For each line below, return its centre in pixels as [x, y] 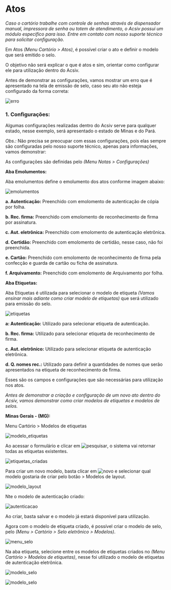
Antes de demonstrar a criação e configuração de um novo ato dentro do [83, 395]
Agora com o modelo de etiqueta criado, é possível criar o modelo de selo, [84, 526]
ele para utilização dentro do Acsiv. [42, 70]
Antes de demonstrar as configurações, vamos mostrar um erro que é [79, 80]
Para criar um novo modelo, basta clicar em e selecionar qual [78, 471]
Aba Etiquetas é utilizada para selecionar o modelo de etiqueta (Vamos [80, 293]
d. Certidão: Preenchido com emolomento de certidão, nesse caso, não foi [84, 242]
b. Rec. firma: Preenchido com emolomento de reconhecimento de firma [82, 217]
